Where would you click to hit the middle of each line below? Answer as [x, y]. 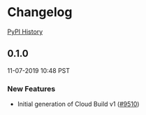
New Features [31, 88]
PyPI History [25, 32]
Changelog [40, 12]
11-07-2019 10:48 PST [39, 70]
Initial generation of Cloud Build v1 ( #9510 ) [78, 104]
